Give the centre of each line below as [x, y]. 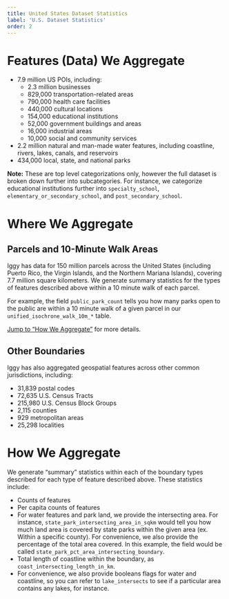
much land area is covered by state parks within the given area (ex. [112, 530]
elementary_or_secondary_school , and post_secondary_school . [95, 196]
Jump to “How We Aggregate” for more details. [74, 330]
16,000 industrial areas [60, 131]
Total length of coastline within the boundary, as [86, 559]
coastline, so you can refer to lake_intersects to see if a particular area [119, 581]
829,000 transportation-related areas [80, 95]
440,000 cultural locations [65, 109]
